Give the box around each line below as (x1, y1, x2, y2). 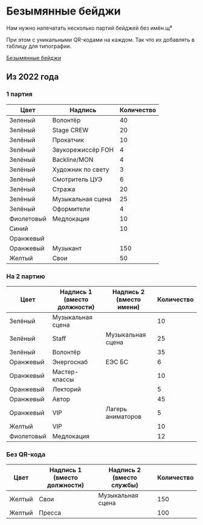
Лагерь (105, 404, 127, 413)
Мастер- (52, 367, 79, 376)
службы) (111, 481, 139, 489)
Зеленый (9, 116, 36, 124)
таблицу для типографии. (6, 42, 71, 50)
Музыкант (52, 244, 82, 252)
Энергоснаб (52, 358, 88, 366)
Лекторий (52, 385, 82, 393)
